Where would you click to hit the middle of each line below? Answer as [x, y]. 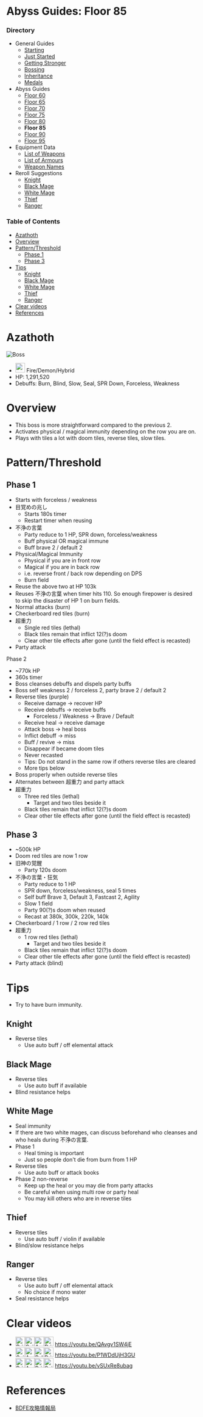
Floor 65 [35, 102]
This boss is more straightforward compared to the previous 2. [93, 425]
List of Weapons [45, 154]
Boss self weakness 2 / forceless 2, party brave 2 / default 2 [91, 690]
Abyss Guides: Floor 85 [67, 11]
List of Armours [44, 161]
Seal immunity [33, 1126]
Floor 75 [35, 115]
